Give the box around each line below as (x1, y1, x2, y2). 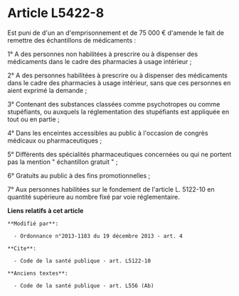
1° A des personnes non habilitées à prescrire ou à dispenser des (7, 50, 198, 58)
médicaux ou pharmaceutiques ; (7, 136, 102, 145)
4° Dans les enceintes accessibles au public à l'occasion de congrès (7, 128, 208, 137)
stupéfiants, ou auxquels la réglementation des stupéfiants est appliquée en (7, 107, 230, 116)
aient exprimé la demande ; (7, 86, 87, 94)
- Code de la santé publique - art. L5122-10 (14, 257, 152, 264)
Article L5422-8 (7, 5, 105, 21)
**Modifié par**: (7, 220, 59, 227)
